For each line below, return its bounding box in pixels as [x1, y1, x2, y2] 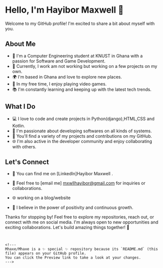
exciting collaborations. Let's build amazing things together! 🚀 [5, 225, 130, 230]
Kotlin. [12, 123, 25, 128]
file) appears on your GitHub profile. [5, 251, 87, 256]
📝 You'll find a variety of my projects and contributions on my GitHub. [12, 133, 152, 139]
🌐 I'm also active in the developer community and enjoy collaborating [12, 138, 152, 144]
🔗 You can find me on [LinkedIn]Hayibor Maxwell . [12, 171, 114, 177]
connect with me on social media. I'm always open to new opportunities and [5, 219, 159, 225]
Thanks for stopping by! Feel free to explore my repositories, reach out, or [5, 214, 154, 220]
